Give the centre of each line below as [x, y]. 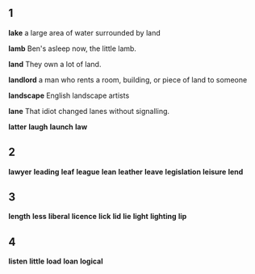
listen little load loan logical [56, 261]
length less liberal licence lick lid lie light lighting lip [98, 217]
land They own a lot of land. [55, 64]
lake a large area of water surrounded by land [85, 32]
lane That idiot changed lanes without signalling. [89, 111]
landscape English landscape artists [69, 95]
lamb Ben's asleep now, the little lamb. [73, 48]
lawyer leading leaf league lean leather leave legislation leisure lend [126, 171]
